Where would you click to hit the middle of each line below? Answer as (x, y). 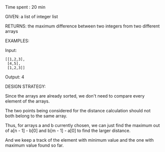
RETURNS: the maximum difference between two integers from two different (82, 26)
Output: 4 (15, 77)
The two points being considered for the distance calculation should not (78, 111)
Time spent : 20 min (25, 7)
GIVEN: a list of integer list (31, 16)
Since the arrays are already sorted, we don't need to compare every (75, 96)
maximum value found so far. (34, 145)
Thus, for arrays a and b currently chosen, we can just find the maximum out (82, 125)
